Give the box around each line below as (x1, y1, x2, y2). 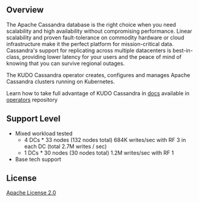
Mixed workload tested (15, 130, 73, 137)
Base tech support (15, 155, 62, 163)
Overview (6, 5, 44, 15)
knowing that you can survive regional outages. (6, 59, 125, 67)
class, (6, 53, 21, 60)
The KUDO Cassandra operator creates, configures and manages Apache (6, 71, 191, 78)
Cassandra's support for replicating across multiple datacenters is (6, 47, 172, 54)
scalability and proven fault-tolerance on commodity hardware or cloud (6, 33, 184, 41)
